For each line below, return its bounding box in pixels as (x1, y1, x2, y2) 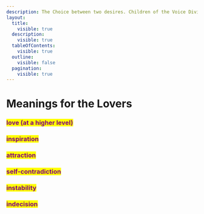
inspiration (6, 135, 39, 143)
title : (12, 20, 29, 26)
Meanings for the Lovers (6, 97, 132, 111)
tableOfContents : (12, 43, 56, 49)
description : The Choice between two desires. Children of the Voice (6, 8, 186, 15)
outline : (12, 54, 34, 60)
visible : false (17, 59, 56, 65)
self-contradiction (6, 167, 61, 176)
